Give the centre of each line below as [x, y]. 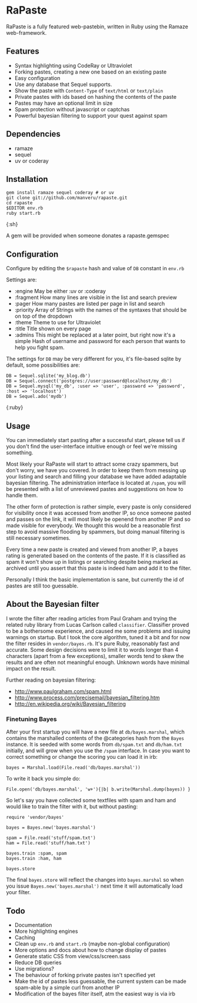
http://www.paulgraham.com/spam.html [63, 691]
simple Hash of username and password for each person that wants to [100, 341]
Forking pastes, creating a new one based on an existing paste [91, 72]
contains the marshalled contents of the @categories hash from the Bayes [95, 738]
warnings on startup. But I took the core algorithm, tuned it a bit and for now [98, 637]
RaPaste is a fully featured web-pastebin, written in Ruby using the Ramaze [97, 26]
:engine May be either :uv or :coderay [60, 291]
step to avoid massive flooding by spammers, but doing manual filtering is [96, 532]
